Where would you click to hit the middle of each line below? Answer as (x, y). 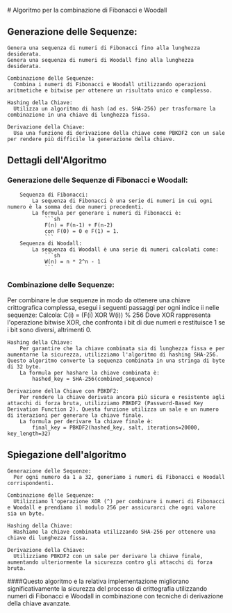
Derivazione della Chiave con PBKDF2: (63, 391)
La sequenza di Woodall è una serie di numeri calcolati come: (125, 250)
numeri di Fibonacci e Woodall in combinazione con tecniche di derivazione (115, 596)
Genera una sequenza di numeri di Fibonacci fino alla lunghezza (103, 48)
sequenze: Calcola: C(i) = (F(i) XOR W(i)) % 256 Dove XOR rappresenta (109, 315)
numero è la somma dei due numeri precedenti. (76, 207)
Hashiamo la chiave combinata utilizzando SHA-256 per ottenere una (115, 532)
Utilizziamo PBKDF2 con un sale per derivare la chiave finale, (108, 556)
